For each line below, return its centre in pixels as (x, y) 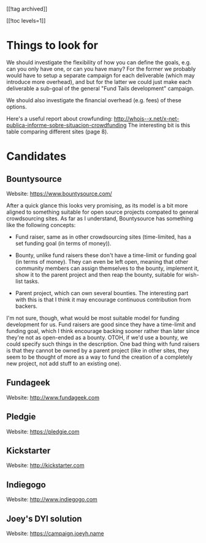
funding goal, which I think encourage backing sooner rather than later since (103, 331)
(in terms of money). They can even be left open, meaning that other (102, 261)
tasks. (32, 281)
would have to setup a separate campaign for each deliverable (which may (101, 75)
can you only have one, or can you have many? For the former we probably (101, 69)
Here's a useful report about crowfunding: (59, 118)
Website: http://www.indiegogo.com (52, 500)
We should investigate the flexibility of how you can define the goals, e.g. (99, 62)
